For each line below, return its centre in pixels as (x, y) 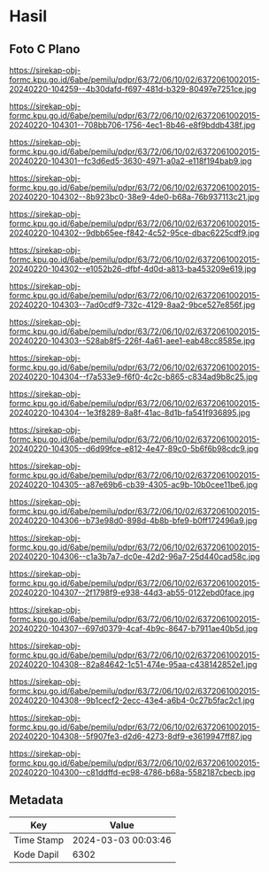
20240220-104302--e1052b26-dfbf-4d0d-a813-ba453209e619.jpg (133, 269)
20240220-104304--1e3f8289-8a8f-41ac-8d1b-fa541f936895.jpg (130, 413)
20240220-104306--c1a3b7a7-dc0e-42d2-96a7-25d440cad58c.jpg (135, 556)
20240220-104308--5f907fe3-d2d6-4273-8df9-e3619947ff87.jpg (131, 736)
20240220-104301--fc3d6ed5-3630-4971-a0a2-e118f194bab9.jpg (131, 161)
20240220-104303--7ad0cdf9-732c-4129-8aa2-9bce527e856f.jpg (132, 305)
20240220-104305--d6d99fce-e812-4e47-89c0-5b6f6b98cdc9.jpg (134, 448)
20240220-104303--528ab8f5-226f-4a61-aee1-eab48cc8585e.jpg (132, 341)
